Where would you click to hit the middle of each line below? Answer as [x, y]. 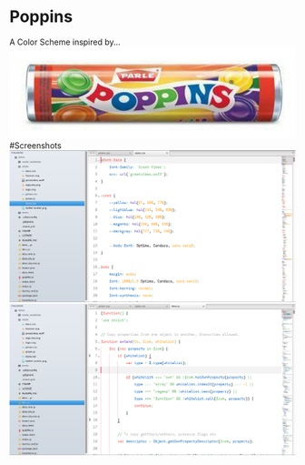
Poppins [41, 17]
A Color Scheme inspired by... [65, 42]
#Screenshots [35, 145]
